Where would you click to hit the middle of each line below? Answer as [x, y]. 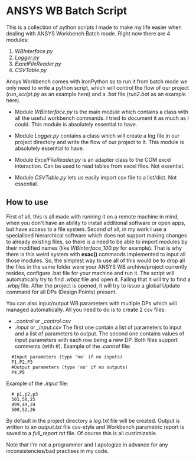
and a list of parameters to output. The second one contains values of [99, 333]
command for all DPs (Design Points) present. [61, 292]
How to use [27, 202]
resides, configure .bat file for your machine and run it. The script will [90, 273]
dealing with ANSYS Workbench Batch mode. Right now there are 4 [88, 33]
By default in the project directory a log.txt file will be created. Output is [93, 420]
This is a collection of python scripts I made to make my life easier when [94, 27]
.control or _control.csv [43, 321]
